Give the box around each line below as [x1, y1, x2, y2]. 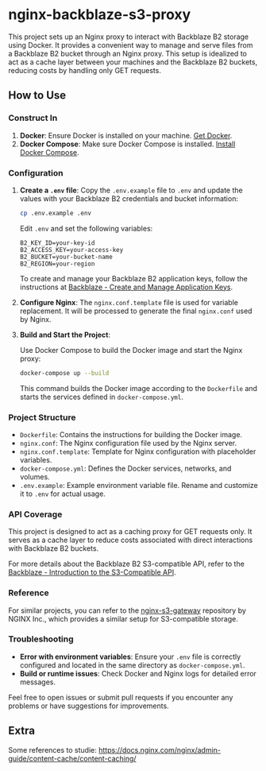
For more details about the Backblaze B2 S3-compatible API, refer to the [8, 559, 245, 569]
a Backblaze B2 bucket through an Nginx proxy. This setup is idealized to [8, 48, 248, 58]
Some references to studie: [8, 745, 98, 754]
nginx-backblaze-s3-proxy [8, 6, 191, 24]
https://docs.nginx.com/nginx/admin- [98, 745, 221, 754]
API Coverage [8, 509, 63, 520]
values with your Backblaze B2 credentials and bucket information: [19, 193, 238, 203]
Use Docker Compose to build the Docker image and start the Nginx [19, 345, 243, 355]
